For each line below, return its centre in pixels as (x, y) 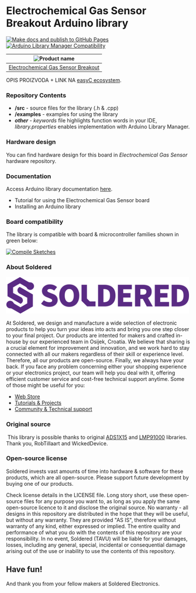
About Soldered (29, 267)
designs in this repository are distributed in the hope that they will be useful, (98, 513)
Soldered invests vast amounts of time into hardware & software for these (95, 471)
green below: (22, 241)
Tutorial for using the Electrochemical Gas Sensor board (82, 200)
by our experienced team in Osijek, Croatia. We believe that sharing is (106, 342)
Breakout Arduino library (67, 23)
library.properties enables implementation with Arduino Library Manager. (102, 127)
